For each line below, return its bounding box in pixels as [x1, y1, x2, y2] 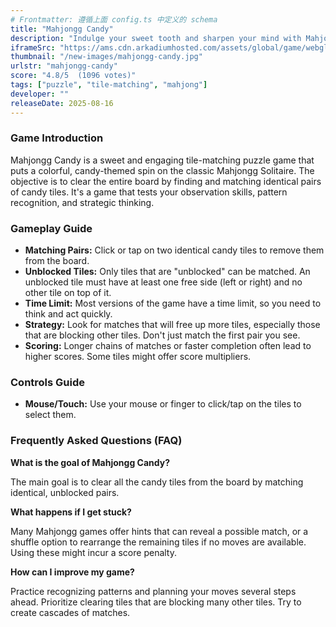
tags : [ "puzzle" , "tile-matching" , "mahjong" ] [10, 80, 208, 90]
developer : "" [10, 89, 70, 99]
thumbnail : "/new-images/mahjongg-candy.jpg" [10, 52, 203, 62]
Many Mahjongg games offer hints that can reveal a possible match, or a [10, 525, 309, 537]
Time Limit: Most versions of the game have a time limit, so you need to [24, 297, 322, 310]
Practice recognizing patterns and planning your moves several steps [10, 585, 297, 597]
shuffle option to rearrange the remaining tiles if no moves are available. [10, 536, 307, 548]
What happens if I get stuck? [10, 506, 132, 518]
